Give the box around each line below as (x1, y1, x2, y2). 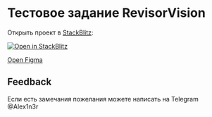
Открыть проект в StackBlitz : (7, 28, 94, 37)
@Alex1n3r (7, 102, 39, 111)
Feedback (7, 76, 52, 88)
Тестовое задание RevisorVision (7, 5, 206, 21)
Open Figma (7, 55, 44, 64)
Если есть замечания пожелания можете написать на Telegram (7, 94, 199, 103)
